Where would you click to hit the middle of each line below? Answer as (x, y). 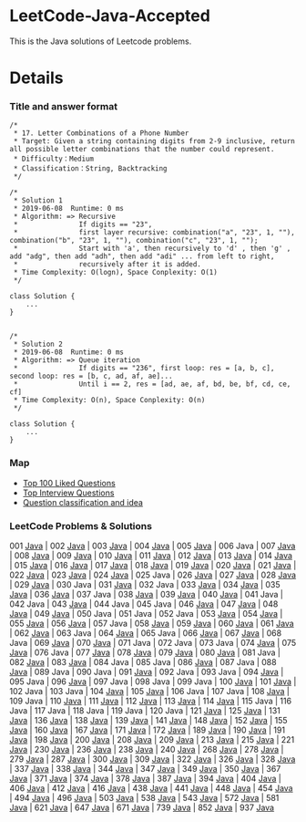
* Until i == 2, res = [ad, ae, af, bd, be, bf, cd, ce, (152, 384)
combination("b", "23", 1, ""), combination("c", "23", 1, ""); (134, 241)
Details (36, 78)
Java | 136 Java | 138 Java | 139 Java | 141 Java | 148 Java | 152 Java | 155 (149, 721)
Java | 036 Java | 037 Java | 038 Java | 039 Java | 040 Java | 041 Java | (147, 595)
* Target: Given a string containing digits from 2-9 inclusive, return (154, 141)
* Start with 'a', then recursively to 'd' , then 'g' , (152, 249)
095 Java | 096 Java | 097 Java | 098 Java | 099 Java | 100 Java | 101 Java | (153, 682)
